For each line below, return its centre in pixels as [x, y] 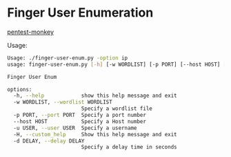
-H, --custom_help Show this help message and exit [95, 134]
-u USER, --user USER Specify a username [75, 128]
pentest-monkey [30, 32]
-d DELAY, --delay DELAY [49, 141]
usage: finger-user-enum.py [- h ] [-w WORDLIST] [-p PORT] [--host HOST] [114, 64]
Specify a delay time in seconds [129, 147]
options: [20, 89]
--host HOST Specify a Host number [80, 121]
